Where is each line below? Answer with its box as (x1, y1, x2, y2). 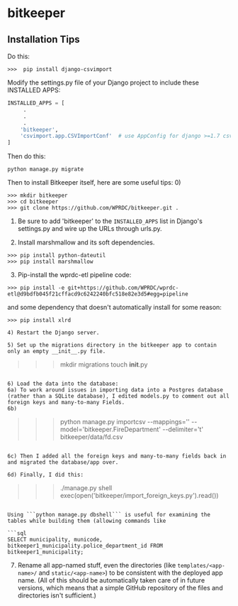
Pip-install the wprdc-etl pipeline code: (17, 271, 132, 279)
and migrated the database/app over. (7, 459, 119, 466)
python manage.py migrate (7, 166, 84, 173)
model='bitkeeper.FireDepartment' (59, 425, 161, 434)
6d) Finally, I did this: (7, 471, 84, 479)
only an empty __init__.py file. (7, 348, 106, 355)
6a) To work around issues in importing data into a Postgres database (7, 386, 223, 394)
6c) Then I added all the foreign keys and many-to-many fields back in (7, 453, 227, 460)
